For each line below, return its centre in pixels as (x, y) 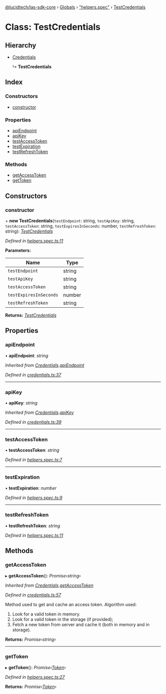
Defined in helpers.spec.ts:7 (34, 460)
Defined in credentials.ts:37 (33, 374)
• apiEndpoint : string (27, 356)
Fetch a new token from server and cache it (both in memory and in (81, 624)
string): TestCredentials (29, 231)
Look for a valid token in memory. (46, 614)
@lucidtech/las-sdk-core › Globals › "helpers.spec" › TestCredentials (75, 7)
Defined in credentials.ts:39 (33, 422)
